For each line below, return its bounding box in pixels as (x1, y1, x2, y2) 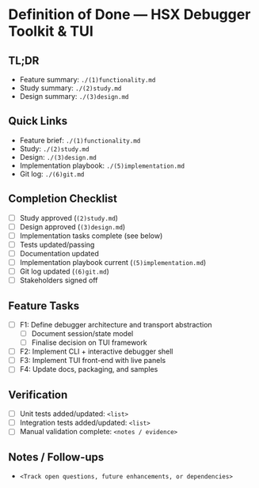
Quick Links (8, 115, 68, 128)
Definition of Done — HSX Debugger (8, 6, 251, 24)
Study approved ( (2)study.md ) (19, 213, 119, 222)
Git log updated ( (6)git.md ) (19, 267, 109, 276)
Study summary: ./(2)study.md (19, 83, 122, 93)
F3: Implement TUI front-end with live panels (19, 356, 166, 365)
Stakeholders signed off (19, 275, 98, 286)
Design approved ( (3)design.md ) (19, 221, 126, 231)
